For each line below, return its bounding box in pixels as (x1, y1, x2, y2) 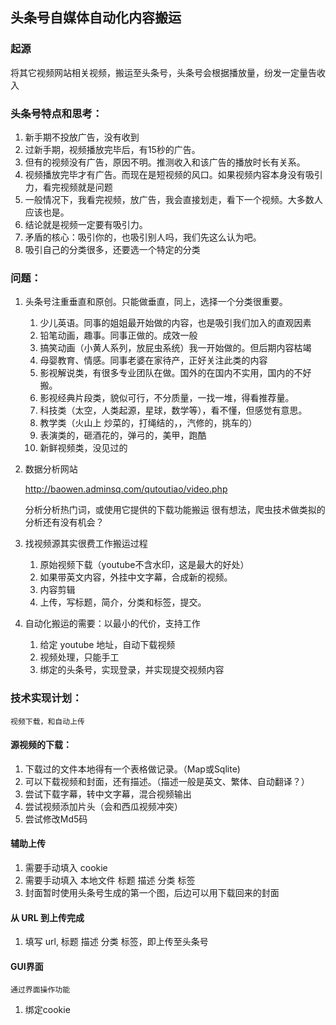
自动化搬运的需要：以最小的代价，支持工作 (24, 618, 201, 630)
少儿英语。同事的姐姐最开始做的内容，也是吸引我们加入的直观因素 (39, 317, 312, 329)
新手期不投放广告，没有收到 (24, 131, 140, 143)
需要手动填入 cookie (24, 861, 108, 873)
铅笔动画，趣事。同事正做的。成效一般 (39, 329, 198, 342)
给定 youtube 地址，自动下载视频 (39, 639, 176, 651)
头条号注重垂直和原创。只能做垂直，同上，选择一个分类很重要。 (24, 296, 288, 308)
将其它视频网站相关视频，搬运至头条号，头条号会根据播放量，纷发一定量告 (10, 66, 317, 78)
